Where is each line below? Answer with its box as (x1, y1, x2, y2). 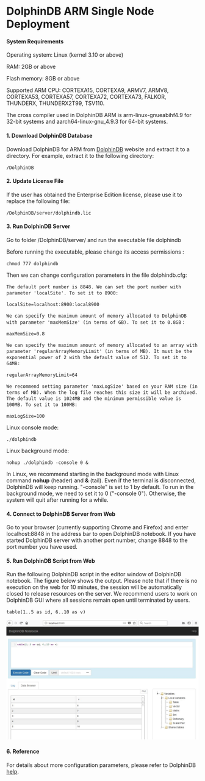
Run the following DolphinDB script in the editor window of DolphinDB (6, 571, 182, 578)
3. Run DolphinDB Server (6, 223, 71, 230)
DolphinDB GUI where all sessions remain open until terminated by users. (6, 596, 190, 604)
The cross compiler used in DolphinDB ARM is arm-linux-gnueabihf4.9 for (6, 112, 192, 119)
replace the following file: (6, 197, 70, 205)
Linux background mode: (6, 447, 69, 454)
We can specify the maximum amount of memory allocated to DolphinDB (6, 313, 187, 319)
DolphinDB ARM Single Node (6, 4, 154, 18)
